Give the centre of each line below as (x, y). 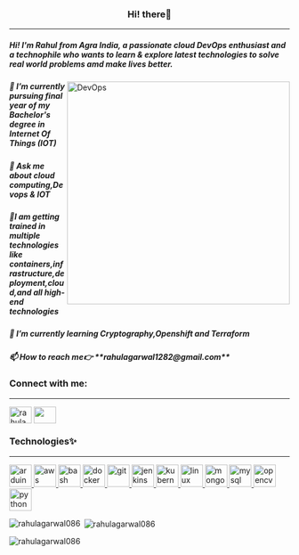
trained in (28, 226)
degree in (27, 125)
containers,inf (36, 264)
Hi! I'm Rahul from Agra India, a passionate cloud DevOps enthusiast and (148, 45)
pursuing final (36, 96)
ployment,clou (37, 283)
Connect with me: (48, 384)
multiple (25, 236)
